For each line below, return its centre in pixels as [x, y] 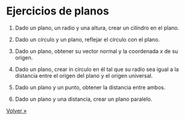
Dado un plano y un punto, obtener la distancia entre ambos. [90, 87]
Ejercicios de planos [58, 11]
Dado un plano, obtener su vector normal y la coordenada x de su [96, 51]
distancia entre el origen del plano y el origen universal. [84, 75]
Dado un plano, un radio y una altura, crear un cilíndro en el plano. [97, 28]
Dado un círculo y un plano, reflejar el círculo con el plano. [87, 39]
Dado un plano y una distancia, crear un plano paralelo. [83, 99]
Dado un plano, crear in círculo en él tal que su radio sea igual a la [97, 69]
